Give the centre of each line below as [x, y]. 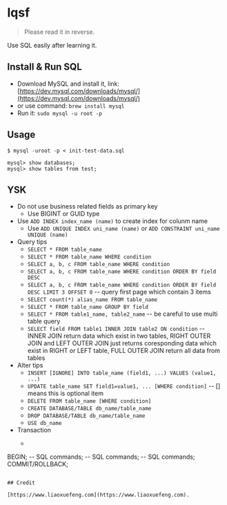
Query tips [32, 242]
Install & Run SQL [45, 67]
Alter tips [30, 365]
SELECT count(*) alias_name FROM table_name [92, 300]
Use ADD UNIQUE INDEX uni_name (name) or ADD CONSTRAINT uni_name [124, 229]
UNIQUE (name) [48, 235]
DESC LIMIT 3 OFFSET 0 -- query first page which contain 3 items [119, 292]
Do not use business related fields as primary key [87, 207]
